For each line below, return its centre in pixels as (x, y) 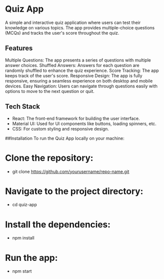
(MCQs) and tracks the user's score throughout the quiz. (62, 33)
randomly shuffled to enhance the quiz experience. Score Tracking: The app (82, 70)
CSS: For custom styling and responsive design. (60, 129)
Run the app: (31, 258)
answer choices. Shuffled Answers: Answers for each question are (72, 65)
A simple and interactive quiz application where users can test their (73, 22)
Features (19, 48)
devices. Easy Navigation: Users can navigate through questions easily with (81, 86)
